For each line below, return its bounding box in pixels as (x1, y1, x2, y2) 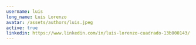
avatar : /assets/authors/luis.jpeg (6, 19, 93, 25)
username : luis (6, 8, 43, 15)
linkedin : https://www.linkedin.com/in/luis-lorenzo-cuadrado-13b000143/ (6, 30, 191, 36)
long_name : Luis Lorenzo (6, 14, 67, 20)
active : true (6, 25, 38, 31)
